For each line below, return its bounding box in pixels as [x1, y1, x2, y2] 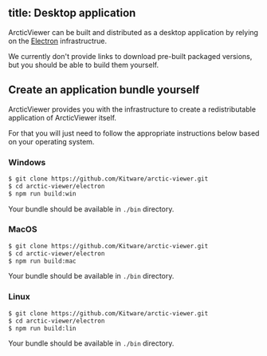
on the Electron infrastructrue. [8, 36, 108, 45]
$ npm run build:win [8, 189, 77, 198]
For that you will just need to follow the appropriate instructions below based [8, 128, 260, 138]
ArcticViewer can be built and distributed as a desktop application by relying [8, 27, 259, 37]
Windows [8, 156, 46, 168]
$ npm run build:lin [8, 324, 77, 332]
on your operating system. [8, 136, 95, 146]
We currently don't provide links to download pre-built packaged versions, [8, 51, 253, 61]
